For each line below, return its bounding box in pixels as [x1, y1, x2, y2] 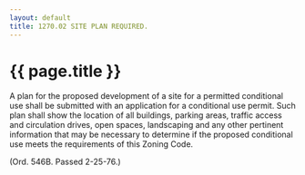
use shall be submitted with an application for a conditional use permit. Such [9, 101, 296, 112]
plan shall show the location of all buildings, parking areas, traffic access [9, 110, 282, 121]
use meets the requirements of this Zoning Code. [9, 139, 194, 150]
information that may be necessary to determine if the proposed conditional [9, 129, 293, 141]
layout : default [9, 13, 71, 23]
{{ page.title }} [9, 61, 122, 82]
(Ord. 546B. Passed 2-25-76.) [9, 156, 121, 168]
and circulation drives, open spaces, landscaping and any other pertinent [9, 120, 284, 131]
